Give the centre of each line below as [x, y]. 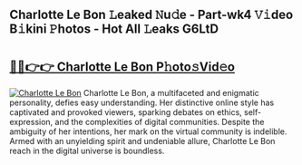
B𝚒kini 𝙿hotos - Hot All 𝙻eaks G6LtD [114, 29]
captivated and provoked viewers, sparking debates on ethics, [126, 112]
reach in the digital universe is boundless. [87, 150]
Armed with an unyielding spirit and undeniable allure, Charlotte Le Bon [142, 141]
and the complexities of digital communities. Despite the [160, 122]
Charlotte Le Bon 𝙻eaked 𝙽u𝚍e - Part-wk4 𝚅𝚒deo [151, 15]
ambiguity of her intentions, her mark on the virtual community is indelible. [148, 131]
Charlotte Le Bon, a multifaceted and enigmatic [171, 93]
